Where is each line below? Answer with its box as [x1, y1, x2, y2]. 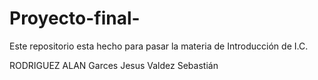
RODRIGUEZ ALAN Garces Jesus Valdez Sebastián [9, 59, 219, 71]
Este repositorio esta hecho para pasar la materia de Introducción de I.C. [9, 40, 309, 52]
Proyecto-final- [9, 7, 141, 30]
